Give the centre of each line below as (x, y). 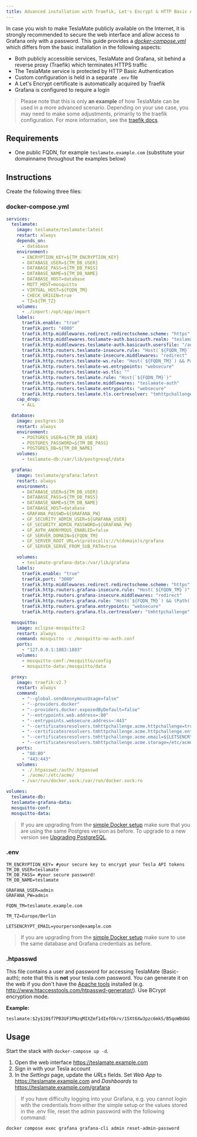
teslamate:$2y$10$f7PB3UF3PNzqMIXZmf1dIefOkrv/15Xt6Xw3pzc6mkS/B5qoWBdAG (98, 1019)
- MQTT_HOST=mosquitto (49, 285)
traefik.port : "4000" (48, 328)
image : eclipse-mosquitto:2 (51, 628)
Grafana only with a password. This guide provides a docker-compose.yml (96, 41)
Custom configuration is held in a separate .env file (76, 77)
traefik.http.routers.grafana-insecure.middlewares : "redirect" (102, 596)
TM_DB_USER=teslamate (33, 870)
